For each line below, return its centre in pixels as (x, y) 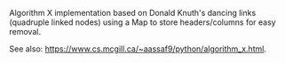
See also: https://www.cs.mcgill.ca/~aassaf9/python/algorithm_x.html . (138, 49)
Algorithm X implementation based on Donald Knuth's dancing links (133, 13)
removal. (25, 31)
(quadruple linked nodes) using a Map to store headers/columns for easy (143, 22)
